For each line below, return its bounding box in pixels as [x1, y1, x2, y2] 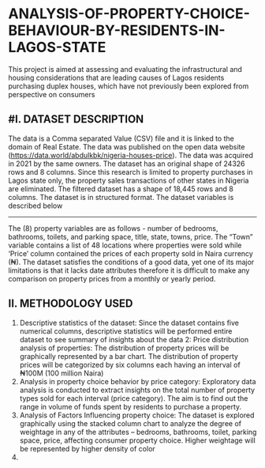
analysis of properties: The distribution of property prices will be [19, 343, 230, 353]
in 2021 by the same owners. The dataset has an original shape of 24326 [8, 159, 246, 168]
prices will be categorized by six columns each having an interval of [19, 360, 241, 369]
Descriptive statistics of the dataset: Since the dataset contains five [19, 318, 239, 327]
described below [8, 201, 63, 210]
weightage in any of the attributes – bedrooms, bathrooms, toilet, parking [19, 427, 257, 436]
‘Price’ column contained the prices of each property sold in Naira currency [8, 248, 254, 258]
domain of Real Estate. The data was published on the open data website [8, 142, 245, 151]
